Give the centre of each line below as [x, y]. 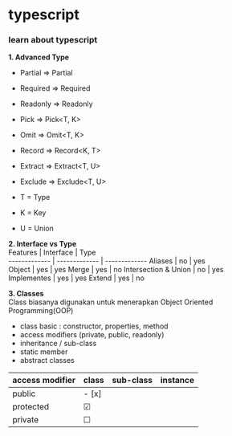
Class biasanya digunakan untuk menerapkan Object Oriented [111, 302]
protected [31, 407]
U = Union [37, 228]
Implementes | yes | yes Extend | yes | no [76, 278]
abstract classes [47, 361]
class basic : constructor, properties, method [94, 326]
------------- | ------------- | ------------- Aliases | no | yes [107, 261]
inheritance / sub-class [58, 344]
